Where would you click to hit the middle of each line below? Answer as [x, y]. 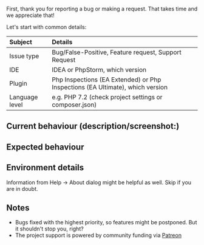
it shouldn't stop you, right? [49, 229]
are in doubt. [22, 188]
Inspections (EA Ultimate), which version [110, 87]
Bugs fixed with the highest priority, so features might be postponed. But [106, 223]
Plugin [18, 83]
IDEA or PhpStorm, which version [99, 70]
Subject [21, 42]
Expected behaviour [45, 147]
